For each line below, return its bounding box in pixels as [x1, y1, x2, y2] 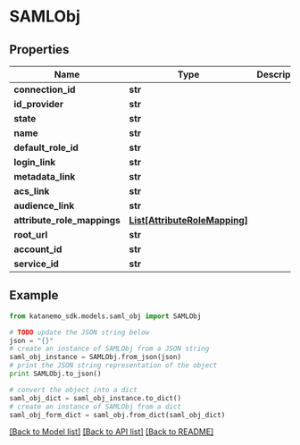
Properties [9, 42, 70, 57]
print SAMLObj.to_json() [9, 369, 102, 379]
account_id [13, 243, 62, 256]
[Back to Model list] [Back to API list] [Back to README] [9, 426, 214, 437]
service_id [13, 257, 60, 270]
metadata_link [13, 171, 76, 182]
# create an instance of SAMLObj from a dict [9, 402, 181, 411]
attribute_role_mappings [13, 214, 121, 226]
